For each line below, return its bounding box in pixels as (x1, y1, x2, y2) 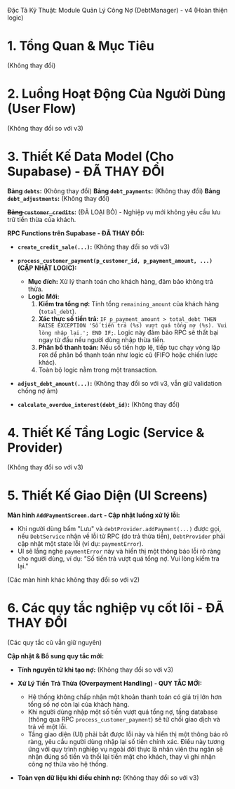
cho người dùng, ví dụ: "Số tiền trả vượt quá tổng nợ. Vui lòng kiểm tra (17, 554, 220, 563)
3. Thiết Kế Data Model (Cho (7, 149, 174, 164)
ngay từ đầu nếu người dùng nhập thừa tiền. (38, 335, 166, 344)
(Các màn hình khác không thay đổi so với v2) (7, 575, 140, 584)
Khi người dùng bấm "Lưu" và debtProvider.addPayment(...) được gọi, (17, 524, 222, 533)
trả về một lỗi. (27, 722, 68, 731)
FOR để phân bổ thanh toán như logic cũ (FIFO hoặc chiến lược (38, 351, 218, 359)
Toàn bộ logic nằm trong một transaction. (38, 365, 158, 374)
